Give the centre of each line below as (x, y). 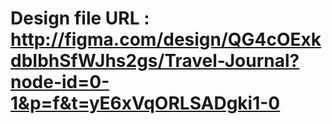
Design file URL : (80, 18)
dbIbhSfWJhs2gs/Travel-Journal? (155, 61)
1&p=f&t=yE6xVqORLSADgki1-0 (145, 103)
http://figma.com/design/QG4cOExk (166, 39)
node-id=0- (60, 82)
